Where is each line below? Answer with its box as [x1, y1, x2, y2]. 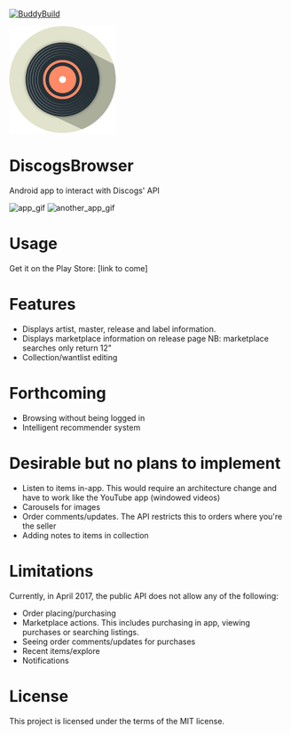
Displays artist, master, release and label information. [21, 323, 216, 334]
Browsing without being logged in [21, 412, 145, 423]
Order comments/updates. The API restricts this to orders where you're [21, 511, 283, 521]
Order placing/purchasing [21, 608, 117, 618]
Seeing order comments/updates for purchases [21, 636, 196, 647]
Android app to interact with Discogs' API [9, 185, 160, 196]
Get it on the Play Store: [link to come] [9, 262, 148, 273]
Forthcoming [9, 384, 106, 403]
